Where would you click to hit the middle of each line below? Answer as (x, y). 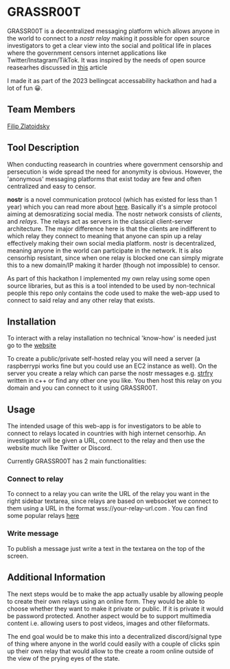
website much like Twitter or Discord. (60, 448)
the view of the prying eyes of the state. (64, 658)
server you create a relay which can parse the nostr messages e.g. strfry (110, 373)
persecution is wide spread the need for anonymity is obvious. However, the (115, 172)
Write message (33, 534)
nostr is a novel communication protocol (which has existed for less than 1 (112, 199)
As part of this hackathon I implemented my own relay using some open (109, 278)
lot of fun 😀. (25, 88)
